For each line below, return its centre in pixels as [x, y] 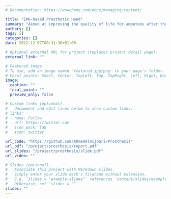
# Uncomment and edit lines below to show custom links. [69, 108]
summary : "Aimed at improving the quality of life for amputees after [82, 24]
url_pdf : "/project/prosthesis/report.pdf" [52, 146]
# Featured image [24, 66]
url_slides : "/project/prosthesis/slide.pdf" [54, 151]
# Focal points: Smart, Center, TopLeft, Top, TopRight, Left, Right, [82, 76]
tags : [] [15, 34]
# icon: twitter [25, 132]
